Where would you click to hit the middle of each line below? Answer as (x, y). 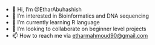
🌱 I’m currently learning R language (56, 22)
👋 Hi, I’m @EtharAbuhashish (47, 9)
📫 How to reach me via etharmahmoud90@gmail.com (80, 36)
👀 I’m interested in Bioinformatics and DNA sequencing (81, 16)
